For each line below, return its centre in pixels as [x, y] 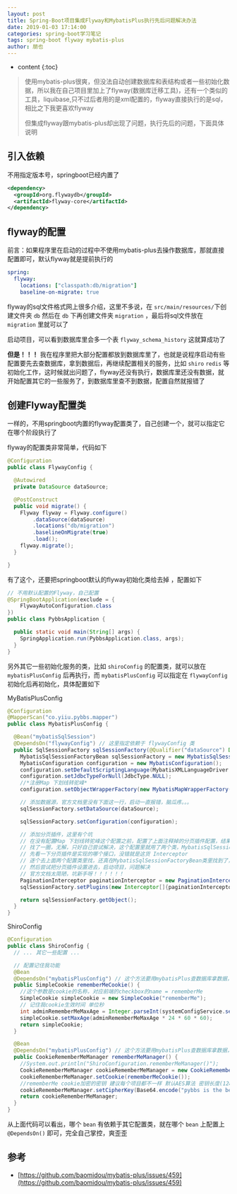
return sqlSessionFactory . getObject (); [79, 900]
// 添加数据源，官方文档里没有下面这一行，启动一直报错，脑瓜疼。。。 [106, 803]
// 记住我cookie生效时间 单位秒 [62, 1005]
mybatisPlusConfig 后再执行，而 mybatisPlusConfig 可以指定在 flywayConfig [117, 675]
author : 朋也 [25, 47]
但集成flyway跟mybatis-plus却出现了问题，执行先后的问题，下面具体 [124, 123]
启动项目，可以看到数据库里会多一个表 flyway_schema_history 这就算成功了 [116, 339]
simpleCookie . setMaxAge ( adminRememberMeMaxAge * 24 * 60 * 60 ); [116, 1018]
